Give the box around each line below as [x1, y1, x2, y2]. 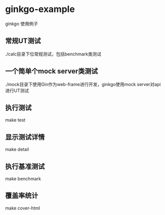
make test [5, 117, 26, 123]
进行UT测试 [5, 87, 29, 93]
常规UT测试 [5, 36, 41, 45]
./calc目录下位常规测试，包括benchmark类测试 [5, 51, 101, 57]
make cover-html [5, 205, 40, 211]
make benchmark [5, 176, 41, 181]
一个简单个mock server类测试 [5, 67, 98, 75]
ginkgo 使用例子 [5, 20, 38, 26]
